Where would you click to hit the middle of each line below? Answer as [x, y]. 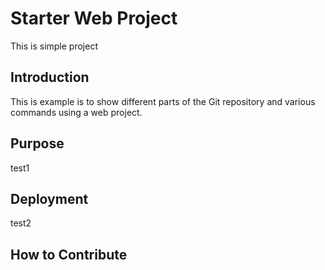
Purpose [37, 143]
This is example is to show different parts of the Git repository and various [163, 101]
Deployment [49, 198]
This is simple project [54, 46]
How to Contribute [69, 254]
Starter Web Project [94, 18]
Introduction [50, 77]
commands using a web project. [76, 112]
